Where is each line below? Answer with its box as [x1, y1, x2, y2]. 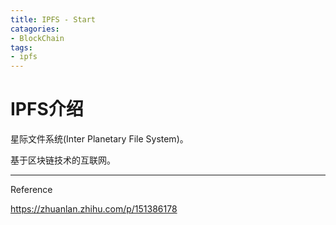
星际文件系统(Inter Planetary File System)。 [10, 133, 189, 145]
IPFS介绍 [10, 98, 84, 121]
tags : [10, 42, 33, 53]
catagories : [10, 24, 60, 34]
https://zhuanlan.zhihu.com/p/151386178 [10, 203, 178, 215]
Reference [10, 184, 53, 196]
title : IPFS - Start [10, 14, 97, 25]
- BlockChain [10, 33, 65, 43]
